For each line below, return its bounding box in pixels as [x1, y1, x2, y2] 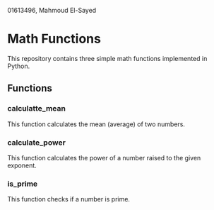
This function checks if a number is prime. [7, 195, 131, 204]
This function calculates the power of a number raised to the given [7, 153, 201, 162]
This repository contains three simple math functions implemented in [7, 54, 208, 62]
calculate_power [7, 138, 66, 148]
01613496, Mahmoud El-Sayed [7, 6, 97, 14]
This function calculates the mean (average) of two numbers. [7, 120, 186, 128]
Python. [7, 62, 30, 70]
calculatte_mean [7, 104, 66, 114]
